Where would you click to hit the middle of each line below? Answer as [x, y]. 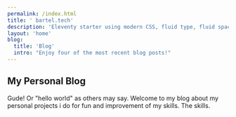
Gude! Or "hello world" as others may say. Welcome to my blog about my [113, 98]
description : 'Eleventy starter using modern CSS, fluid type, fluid [111, 27]
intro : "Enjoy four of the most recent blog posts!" [92, 53]
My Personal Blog [47, 81]
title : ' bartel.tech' [40, 20]
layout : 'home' [29, 33]
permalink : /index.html [42, 14]
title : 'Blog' [34, 46]
